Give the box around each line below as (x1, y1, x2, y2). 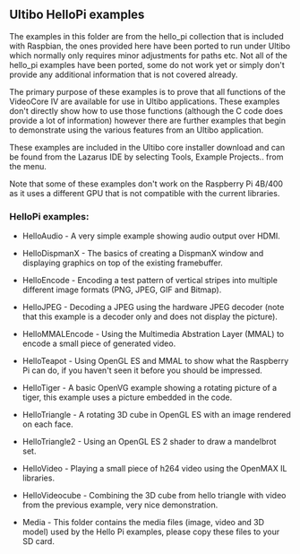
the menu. (9, 160, 47, 171)
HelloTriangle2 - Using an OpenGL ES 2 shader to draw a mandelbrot (21, 437, 277, 447)
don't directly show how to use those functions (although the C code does (9, 105, 284, 116)
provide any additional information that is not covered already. (9, 69, 238, 80)
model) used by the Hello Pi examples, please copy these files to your (21, 526, 280, 537)
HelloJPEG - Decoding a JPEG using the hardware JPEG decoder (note (21, 302, 285, 313)
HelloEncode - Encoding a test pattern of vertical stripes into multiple (21, 275, 278, 286)
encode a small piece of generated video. (21, 338, 176, 349)
